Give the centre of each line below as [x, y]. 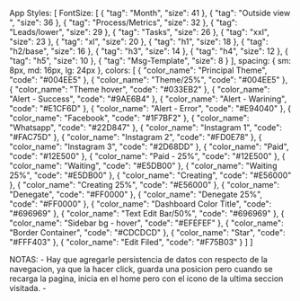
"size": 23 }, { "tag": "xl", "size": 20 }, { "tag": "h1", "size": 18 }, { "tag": [139, 41]
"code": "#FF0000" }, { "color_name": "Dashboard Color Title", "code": [141, 204]
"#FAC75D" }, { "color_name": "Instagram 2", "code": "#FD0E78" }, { [136, 137]
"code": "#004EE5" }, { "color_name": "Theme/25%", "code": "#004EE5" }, [149, 80]
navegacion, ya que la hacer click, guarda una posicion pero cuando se [141, 269]
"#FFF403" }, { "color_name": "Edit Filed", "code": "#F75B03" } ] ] [131, 242]
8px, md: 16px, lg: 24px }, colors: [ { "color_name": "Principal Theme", [138, 70]
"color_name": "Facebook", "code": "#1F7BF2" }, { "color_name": [129, 118]
